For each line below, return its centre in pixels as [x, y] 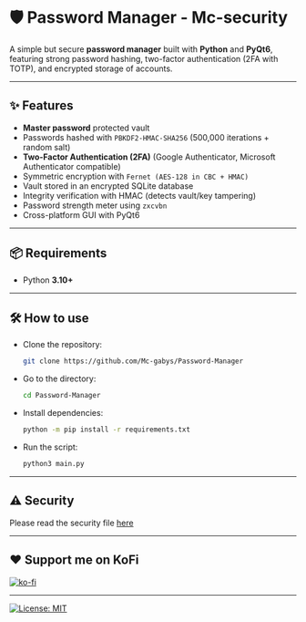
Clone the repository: [62, 345]
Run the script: [50, 447]
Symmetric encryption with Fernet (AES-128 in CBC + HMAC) [135, 176]
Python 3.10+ [48, 280]
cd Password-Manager [61, 396]
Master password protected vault [86, 128]
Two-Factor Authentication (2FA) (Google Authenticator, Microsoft [149, 157]
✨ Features [41, 106]
